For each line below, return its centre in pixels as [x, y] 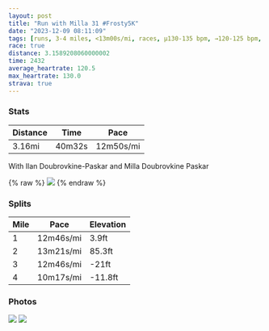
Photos [23, 302]
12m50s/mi [118, 146]
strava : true [30, 83]
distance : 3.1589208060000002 [59, 53]
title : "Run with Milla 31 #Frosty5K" [74, 23]
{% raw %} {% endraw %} [57, 182]
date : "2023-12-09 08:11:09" [57, 31]
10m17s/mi [60, 278]
